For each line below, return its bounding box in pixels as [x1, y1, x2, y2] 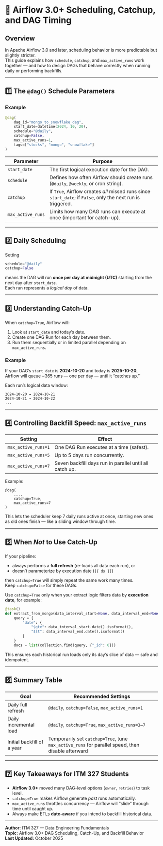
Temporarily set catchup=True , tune [48, 735, 128, 742]
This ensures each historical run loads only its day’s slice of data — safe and [5, 652, 158, 657]
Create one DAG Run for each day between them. [12, 334, 111, 340]
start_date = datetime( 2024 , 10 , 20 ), [14, 124, 88, 129]
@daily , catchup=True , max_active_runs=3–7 [48, 721, 146, 728]
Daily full [7, 701, 28, 708]
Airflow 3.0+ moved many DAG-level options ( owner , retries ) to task [12, 785, 150, 791]
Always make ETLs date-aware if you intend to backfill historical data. [12, 811, 153, 817]
